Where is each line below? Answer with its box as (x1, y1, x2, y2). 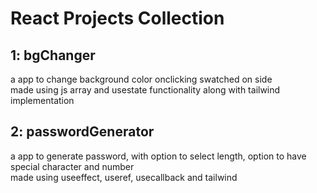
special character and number (10, 160, 135, 172)
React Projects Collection (10, 7, 225, 30)
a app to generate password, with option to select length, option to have (10, 150, 307, 162)
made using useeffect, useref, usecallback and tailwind (10, 171, 238, 183)
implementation (10, 95, 75, 106)
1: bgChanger (10, 47, 96, 64)
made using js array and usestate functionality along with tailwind (10, 84, 281, 96)
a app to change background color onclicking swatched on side (10, 73, 273, 85)
